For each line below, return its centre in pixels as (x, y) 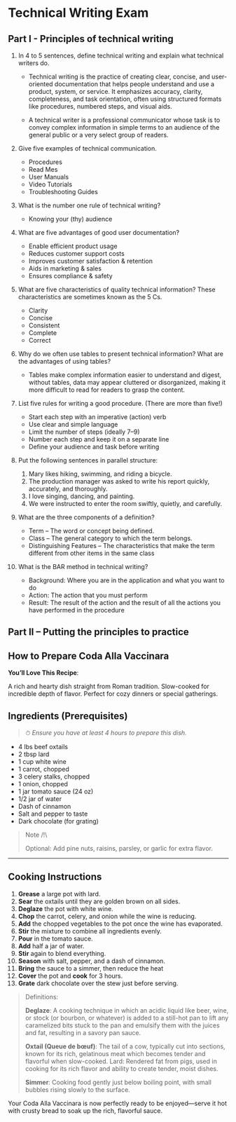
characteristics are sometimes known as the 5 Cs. (90, 297)
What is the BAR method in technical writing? (83, 567)
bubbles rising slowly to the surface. (77, 1089)
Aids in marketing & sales (65, 268)
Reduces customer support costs (76, 253)
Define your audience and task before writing (94, 447)
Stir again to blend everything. (62, 953)
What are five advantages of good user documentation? (99, 232)
